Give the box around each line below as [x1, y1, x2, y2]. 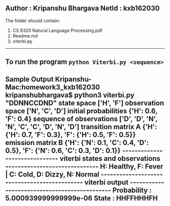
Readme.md [12, 32, 38, 39]
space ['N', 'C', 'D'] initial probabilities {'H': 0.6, [5, 107, 158, 115]
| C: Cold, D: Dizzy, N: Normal [5, 170, 100, 179]
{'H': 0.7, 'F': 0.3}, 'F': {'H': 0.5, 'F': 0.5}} [5, 130, 136, 139]
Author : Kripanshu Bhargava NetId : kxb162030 [5, 4, 160, 13]
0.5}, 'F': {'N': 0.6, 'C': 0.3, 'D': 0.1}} [5, 146, 121, 155]
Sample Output [5, 75, 54, 83]
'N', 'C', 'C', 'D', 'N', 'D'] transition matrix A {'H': [5, 122, 157, 131]
